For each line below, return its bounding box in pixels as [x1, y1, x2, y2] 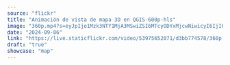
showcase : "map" [7, 48, 53, 55]
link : [7, 35, 23, 42]
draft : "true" [7, 41, 48, 48]
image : [7, 22, 26, 29]
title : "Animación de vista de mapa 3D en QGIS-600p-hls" [7, 16, 176, 23]
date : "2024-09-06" [7, 28, 63, 36]
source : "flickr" [7, 9, 57, 17]
